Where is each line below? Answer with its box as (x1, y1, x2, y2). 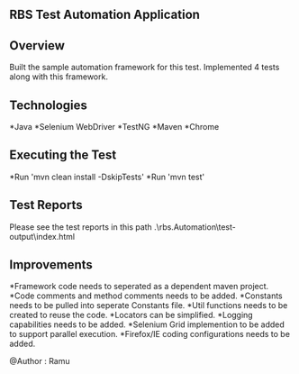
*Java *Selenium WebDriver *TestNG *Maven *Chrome (9, 122, 220, 132)
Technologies (9, 97, 88, 113)
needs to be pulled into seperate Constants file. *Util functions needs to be (9, 300, 288, 311)
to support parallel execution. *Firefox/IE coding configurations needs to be (9, 329, 291, 340)
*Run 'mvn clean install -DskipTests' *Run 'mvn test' (9, 171, 205, 182)
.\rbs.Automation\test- (154, 221, 236, 233)
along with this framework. (9, 71, 108, 82)
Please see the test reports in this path (9, 221, 153, 233)
